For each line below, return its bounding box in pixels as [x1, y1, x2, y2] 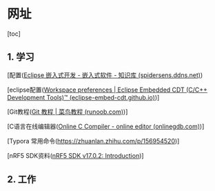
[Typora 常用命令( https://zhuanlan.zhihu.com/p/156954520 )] [7, 137, 180, 145]
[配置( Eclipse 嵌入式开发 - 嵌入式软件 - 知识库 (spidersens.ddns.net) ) [7, 70, 203, 79]
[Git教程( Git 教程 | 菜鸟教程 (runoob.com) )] [7, 108, 128, 116]
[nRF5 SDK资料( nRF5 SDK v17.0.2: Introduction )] [7, 151, 144, 159]
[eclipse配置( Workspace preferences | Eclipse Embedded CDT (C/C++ [7, 86, 208, 94]
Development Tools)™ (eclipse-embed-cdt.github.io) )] [7, 93, 160, 101]
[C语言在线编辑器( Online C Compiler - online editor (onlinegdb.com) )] [7, 122, 205, 130]
